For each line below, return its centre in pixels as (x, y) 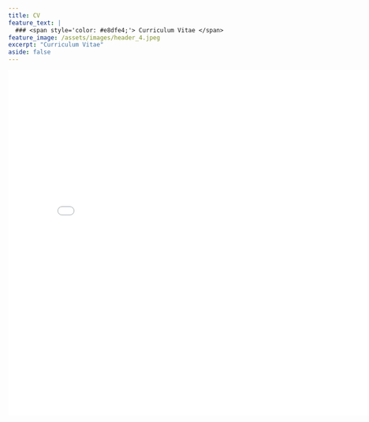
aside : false (30, 52)
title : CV (24, 15)
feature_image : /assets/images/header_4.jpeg (84, 37)
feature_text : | (35, 23)
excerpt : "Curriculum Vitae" (56, 45)
